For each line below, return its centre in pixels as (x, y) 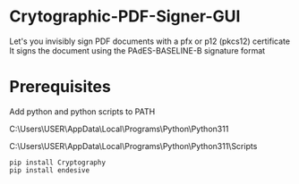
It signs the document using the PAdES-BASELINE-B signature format (137, 50)
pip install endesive (50, 170)
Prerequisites (60, 87)
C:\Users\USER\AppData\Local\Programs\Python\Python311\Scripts (133, 146)
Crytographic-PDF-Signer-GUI (125, 17)
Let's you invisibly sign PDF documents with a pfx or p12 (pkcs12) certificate (150, 41)
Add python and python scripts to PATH (82, 111)
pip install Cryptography (57, 163)
